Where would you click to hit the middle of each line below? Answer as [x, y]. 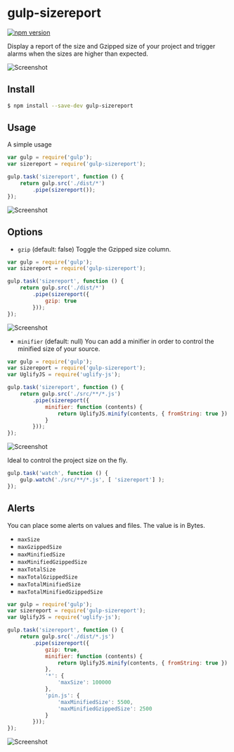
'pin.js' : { [62, 696]
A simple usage [30, 144]
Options [25, 232]
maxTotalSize [37, 569]
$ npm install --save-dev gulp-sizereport [70, 106]
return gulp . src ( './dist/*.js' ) [67, 637]
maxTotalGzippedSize [47, 577]
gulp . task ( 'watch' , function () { [58, 474]
